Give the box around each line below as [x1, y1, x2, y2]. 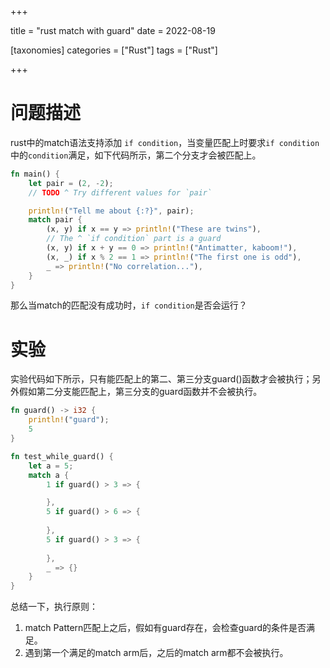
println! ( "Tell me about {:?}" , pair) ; [28, 206, 195, 216]
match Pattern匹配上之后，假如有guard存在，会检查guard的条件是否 [24, 622, 307, 634]
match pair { [28, 215, 83, 225]
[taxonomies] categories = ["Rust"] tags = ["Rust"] [10, 44, 218, 56]
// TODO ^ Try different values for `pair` [28, 187, 213, 198]
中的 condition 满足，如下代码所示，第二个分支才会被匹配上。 [10, 149, 262, 161]
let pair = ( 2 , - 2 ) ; [28, 178, 114, 188]
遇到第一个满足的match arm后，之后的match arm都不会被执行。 [24, 647, 289, 659]
